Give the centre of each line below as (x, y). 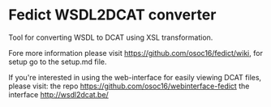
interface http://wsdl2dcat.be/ (59, 94)
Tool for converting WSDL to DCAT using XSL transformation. (111, 37)
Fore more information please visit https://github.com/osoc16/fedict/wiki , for (136, 53)
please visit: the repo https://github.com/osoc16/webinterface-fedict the (129, 86)
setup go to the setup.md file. (58, 62)
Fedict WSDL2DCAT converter (112, 15)
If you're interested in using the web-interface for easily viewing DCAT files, (135, 77)
